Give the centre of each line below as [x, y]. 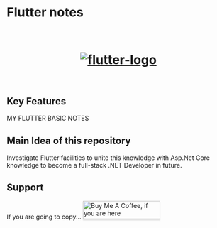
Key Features [37, 101]
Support [25, 188]
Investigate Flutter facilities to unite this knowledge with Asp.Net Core [108, 158]
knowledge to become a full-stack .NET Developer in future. [94, 165]
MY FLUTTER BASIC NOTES [48, 119]
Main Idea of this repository [69, 140]
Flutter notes [45, 12]
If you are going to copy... [44, 217]
